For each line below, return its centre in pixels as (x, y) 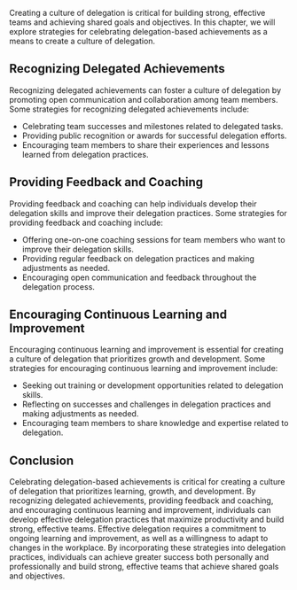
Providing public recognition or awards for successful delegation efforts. (154, 136)
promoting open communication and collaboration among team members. (144, 99)
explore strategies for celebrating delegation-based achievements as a (138, 31)
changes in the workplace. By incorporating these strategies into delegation (148, 547)
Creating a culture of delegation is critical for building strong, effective (137, 13)
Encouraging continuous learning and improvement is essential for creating (146, 350)
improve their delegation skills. (78, 249)
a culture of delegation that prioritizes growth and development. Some (137, 359)
